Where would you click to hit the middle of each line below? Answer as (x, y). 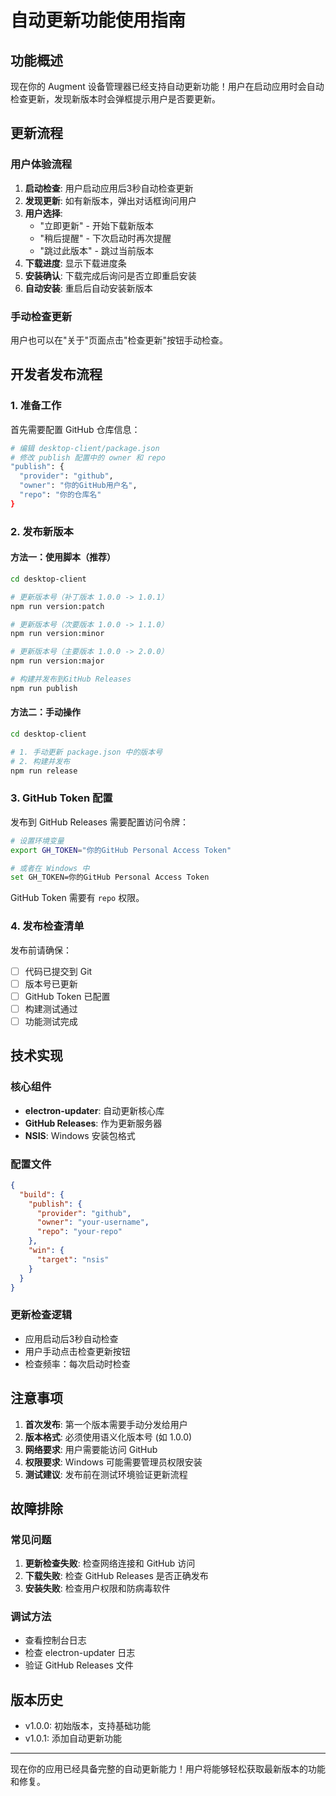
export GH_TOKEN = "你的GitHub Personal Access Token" (121, 850)
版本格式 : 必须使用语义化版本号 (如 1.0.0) (108, 1437)
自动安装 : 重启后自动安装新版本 (88, 288)
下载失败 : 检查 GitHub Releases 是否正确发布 (116, 1576)
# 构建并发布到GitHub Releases (71, 679)
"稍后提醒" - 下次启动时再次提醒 (105, 238)
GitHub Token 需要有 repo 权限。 (77, 898)
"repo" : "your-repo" (79, 1232)
